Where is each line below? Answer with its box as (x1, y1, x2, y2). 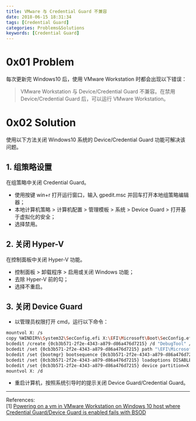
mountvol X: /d (6, 368, 43, 374)
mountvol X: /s (6, 330, 43, 336)
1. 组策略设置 (6, 162, 52, 172)
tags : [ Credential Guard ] (6, 19, 69, 25)
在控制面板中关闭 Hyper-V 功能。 (6, 256, 86, 263)
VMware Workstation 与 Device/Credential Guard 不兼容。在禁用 (20, 88, 176, 95)
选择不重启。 (14, 283, 45, 290)
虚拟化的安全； (19, 213, 56, 220)
